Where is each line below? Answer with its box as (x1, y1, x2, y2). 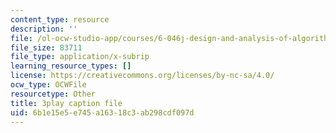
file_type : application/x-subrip (10, 52, 150, 62)
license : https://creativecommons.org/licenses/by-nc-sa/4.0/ (10, 71, 275, 81)
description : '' (10, 24, 78, 34)
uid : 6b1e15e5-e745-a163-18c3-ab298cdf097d (10, 107, 195, 118)
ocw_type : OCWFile (10, 80, 87, 90)
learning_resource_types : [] (10, 61, 132, 71)
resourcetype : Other (10, 89, 97, 99)
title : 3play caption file (10, 98, 123, 108)
